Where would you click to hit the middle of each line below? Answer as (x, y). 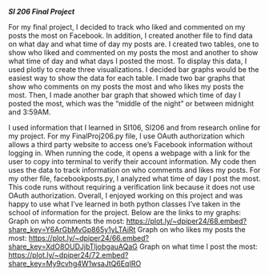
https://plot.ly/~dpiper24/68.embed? (186, 221)
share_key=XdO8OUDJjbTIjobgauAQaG (73, 246)
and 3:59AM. (30, 112)
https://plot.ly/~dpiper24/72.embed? (68, 255)
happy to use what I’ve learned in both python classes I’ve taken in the (124, 204)
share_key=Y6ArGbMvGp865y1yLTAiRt (72, 230)
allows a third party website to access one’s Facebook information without (130, 144)
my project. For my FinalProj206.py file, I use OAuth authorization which (127, 136)
